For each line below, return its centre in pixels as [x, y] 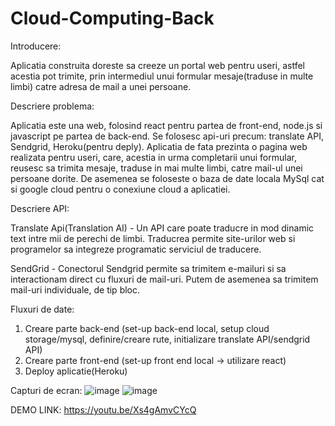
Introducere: [36, 46]
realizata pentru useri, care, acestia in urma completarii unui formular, [153, 157]
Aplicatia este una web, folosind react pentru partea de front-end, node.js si [166, 125]
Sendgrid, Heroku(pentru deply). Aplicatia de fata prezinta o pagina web [159, 146]
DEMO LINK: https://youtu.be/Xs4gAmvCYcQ [103, 409]
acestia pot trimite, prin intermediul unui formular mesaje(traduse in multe [162, 76]
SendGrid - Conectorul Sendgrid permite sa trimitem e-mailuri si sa [148, 268]
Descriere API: [40, 208]
